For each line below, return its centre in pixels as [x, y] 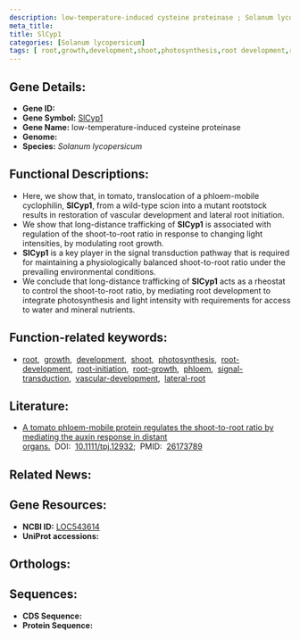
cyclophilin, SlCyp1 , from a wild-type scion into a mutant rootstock [145, 205]
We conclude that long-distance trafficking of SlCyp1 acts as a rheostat [154, 281]
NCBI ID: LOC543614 [61, 527]
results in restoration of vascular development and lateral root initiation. [153, 214]
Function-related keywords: [88, 338]
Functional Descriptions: [79, 174]
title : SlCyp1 [36, 34]
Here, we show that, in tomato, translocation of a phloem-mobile [141, 195]
